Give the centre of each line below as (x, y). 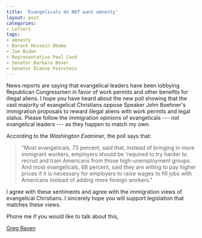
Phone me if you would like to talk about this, (62, 217)
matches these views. (33, 205)
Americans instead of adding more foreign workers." (87, 180)
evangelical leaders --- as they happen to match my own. (78, 124)
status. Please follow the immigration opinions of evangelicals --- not (93, 118)
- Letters (19, 29)
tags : (13, 35)
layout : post (23, 18)
